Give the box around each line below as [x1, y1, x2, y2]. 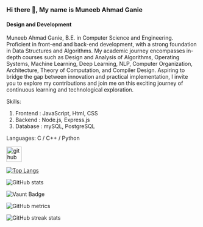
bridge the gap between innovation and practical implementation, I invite [6, 73, 188, 81]
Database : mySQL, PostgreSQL [15, 123, 96, 130]
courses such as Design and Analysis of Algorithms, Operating [22, 54, 180, 61]
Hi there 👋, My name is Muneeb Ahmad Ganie [6, 5, 143, 14]
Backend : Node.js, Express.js [15, 116, 90, 124]
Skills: [6, 98, 21, 106]
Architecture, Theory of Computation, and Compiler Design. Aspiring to [6, 67, 185, 74]
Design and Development [6, 21, 72, 28]
